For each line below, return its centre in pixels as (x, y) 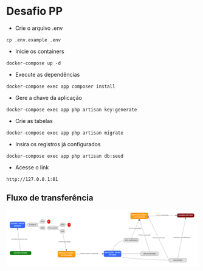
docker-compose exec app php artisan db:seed (65, 156)
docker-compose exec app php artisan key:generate (72, 110)
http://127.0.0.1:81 (33, 179)
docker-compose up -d (34, 63)
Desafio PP (34, 11)
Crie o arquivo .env (39, 28)
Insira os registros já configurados (58, 144)
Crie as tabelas (34, 121)
